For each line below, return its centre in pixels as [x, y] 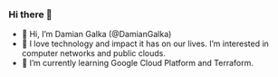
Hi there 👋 [31, 14]
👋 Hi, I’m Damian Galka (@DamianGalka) [96, 34]
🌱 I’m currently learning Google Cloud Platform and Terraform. [138, 63]
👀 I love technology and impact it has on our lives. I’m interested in [145, 43]
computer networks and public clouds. [94, 53]
